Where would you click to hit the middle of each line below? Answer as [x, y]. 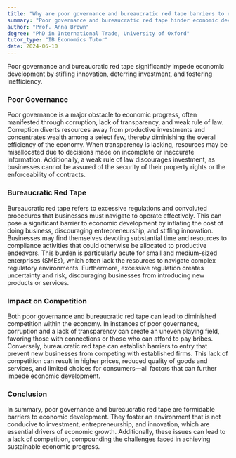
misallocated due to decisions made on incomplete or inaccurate [101, 152]
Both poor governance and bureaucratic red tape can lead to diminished [112, 316]
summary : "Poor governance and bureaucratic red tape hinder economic [113, 20]
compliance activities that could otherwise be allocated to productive [107, 245]
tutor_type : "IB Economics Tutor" [58, 40]
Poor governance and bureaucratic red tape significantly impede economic [116, 66]
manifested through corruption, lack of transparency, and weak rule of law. [115, 122]
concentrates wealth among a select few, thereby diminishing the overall [112, 137]
